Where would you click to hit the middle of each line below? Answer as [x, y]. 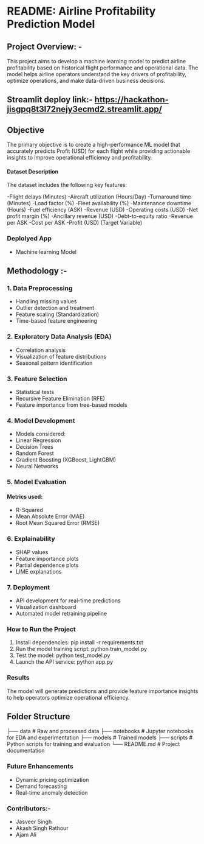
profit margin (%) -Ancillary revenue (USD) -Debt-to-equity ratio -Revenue [100, 216]
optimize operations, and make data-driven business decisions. [86, 81]
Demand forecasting [41, 786]
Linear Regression [38, 440]
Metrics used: [25, 496]
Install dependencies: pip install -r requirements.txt [79, 642]
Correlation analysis [41, 350]
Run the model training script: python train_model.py [81, 649]
